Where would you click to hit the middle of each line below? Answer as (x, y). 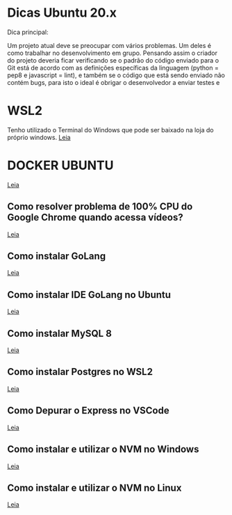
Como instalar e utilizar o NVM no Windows (103, 449)
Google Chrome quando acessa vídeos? (95, 217)
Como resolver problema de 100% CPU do (100, 207)
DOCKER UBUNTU (60, 166)
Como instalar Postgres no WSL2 (80, 372)
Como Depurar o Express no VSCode (88, 411)
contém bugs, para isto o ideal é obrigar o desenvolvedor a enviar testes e (114, 82)
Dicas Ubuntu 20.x (62, 13)
